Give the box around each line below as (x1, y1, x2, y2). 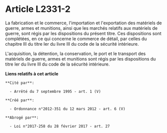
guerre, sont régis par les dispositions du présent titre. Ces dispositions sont (5, 30, 162, 36)
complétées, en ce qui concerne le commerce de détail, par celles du (5, 36, 147, 42)
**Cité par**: (5, 80, 35, 85)
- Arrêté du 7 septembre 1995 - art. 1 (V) (9, 89, 101, 94)
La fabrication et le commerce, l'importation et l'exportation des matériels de (5, 20, 162, 26)
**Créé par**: (5, 98, 35, 103)
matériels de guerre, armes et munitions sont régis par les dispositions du (5, 56, 156, 62)
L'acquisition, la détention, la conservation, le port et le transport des (5, 51, 146, 57)
